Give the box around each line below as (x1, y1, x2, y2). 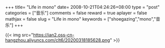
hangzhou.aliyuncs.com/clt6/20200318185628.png (5, 37, 111, 43)
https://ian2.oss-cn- (33, 32, 75, 38)
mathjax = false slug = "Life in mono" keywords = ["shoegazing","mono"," (5, 16, 156, 22)
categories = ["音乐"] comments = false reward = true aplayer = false (5, 10, 147, 16)
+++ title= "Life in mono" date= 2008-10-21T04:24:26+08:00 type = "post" (5, 4, 160, 10)
